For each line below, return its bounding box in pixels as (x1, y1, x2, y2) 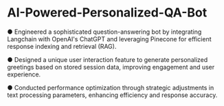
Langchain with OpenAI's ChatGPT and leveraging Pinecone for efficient (7, 34, 212, 43)
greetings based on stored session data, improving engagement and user (7, 63, 215, 71)
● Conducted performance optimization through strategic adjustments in (7, 83, 214, 92)
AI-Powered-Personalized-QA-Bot (7, 5, 208, 21)
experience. (7, 70, 41, 78)
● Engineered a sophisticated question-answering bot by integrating (7, 28, 202, 36)
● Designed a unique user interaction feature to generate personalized (7, 55, 208, 63)
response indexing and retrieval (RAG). (7, 42, 117, 50)
